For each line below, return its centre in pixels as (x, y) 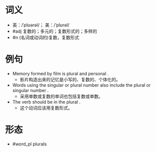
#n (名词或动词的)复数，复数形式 (46, 37)
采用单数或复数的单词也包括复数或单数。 (61, 96)
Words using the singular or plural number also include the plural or (81, 85)
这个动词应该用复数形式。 (46, 108)
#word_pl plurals (29, 144)
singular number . (30, 90)
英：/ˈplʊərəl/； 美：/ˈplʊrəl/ (41, 25)
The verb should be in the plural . (46, 102)
